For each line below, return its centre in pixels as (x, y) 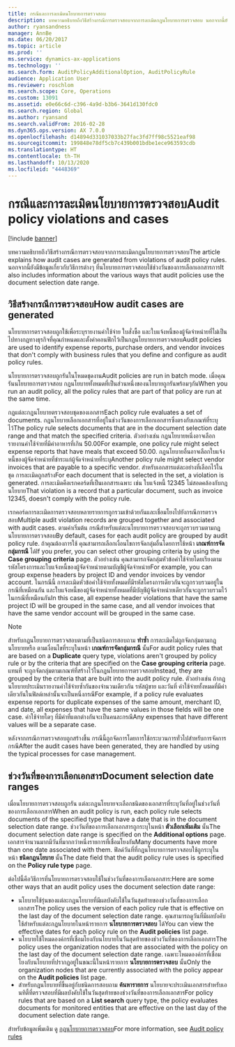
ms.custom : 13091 (33, 98)
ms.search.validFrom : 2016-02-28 (56, 124)
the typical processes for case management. (72, 754)
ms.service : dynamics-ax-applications (64, 59)
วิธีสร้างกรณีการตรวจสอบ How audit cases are (96, 304)
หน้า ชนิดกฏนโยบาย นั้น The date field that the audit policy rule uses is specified (116, 857)
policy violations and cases (89, 219)
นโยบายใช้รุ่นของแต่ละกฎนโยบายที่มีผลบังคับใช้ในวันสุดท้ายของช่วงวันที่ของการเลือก (113, 901)
